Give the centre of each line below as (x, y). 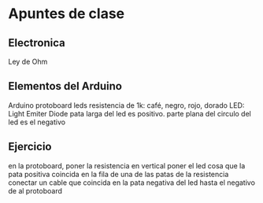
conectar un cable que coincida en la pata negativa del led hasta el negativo (132, 183)
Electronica (37, 43)
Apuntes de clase (67, 14)
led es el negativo (37, 122)
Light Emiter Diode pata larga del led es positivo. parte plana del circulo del (130, 113)
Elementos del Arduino (65, 86)
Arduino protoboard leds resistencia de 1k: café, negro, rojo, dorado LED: (126, 105)
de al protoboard (35, 190)
